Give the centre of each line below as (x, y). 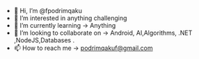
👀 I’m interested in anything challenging (70, 18)
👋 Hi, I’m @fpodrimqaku (48, 11)
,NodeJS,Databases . (44, 40)
